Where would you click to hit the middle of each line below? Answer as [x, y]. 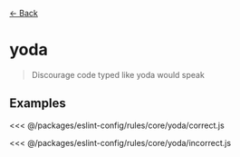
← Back [24, 13]
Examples [38, 103]
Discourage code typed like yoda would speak [118, 74]
